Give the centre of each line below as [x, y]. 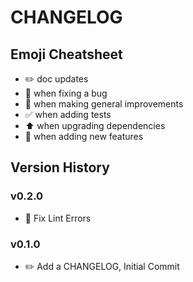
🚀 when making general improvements [104, 104]
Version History [60, 167]
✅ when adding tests [68, 114]
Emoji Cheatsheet [66, 54]
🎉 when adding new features [84, 136]
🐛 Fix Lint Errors [58, 218]
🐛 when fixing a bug [66, 93]
